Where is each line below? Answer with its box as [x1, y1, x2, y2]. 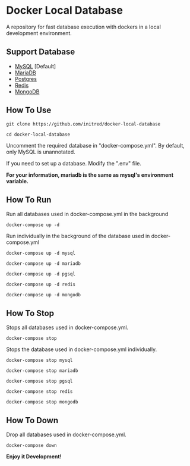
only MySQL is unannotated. [6, 148, 75, 155]
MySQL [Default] [14, 62, 56, 70]
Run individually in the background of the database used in [6, 233, 150, 240]
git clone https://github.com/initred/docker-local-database [6, 121, 161, 127]
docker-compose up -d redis [6, 282, 76, 287]
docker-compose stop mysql [6, 358, 73, 364]
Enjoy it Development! [6, 453, 62, 460]
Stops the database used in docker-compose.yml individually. [6, 346, 157, 353]
